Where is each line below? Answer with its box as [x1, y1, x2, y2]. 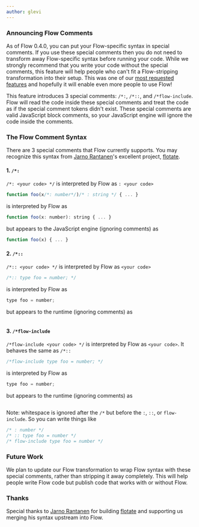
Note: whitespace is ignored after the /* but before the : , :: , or [6, 408, 162, 416]
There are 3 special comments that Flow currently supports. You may [6, 147, 177, 154]
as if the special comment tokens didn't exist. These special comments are [6, 105, 191, 112]
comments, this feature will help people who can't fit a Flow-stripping [6, 67, 179, 75]
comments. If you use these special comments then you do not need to [6, 49, 182, 56]
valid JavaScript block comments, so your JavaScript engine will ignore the [6, 111, 192, 119]
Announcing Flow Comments [6, 28, 93, 37]
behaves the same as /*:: [6, 347, 72, 354]
